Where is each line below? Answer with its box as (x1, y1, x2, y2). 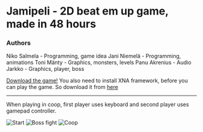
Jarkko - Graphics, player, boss (6, 65, 85, 73)
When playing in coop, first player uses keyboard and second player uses (6, 101, 189, 108)
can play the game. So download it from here (6, 84, 118, 91)
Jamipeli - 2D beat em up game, (6, 4, 169, 18)
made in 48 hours (6, 17, 97, 31)
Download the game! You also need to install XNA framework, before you (6, 77, 188, 84)
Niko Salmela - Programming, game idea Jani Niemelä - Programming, (6, 53, 181, 60)
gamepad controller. (6, 107, 57, 114)
